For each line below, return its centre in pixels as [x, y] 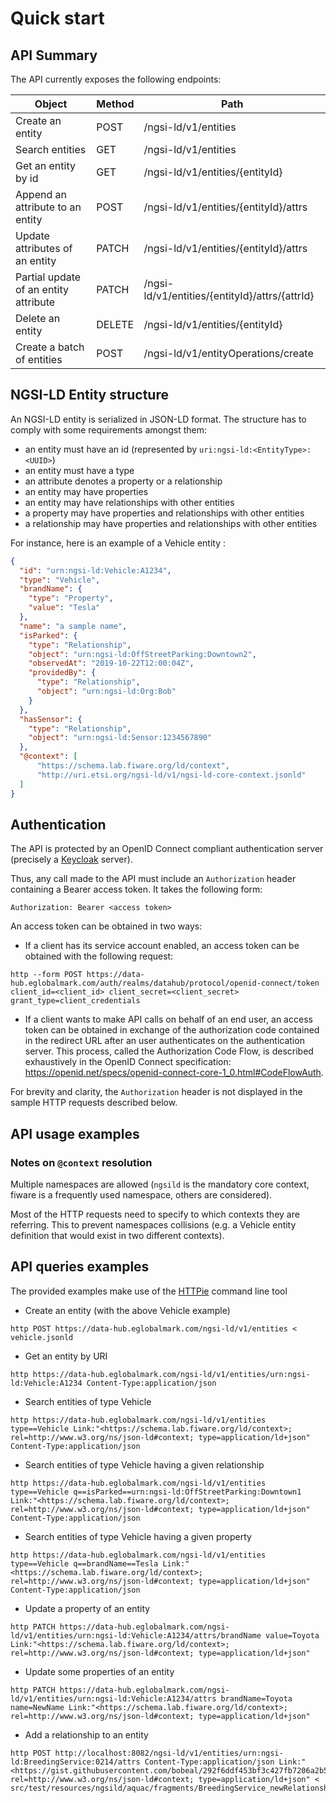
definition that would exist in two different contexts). [117, 1236]
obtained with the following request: [99, 956]
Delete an [38, 318]
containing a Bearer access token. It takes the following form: [136, 889]
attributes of [44, 248]
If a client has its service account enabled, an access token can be [162, 946]
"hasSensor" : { [51, 719]
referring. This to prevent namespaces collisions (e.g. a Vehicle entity [153, 1225]
